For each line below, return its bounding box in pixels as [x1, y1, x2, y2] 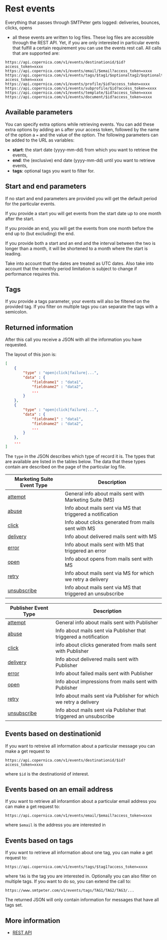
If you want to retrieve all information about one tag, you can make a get [5, 850, 153, 856]
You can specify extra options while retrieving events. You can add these [5, 121, 155, 127]
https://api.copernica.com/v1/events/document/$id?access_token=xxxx [5, 94, 153, 99]
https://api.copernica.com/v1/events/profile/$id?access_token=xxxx [5, 81, 150, 86]
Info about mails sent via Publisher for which [55, 692, 159, 699]
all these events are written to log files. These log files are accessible [12, 34, 154, 40]
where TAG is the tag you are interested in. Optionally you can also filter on [5, 873, 157, 879]
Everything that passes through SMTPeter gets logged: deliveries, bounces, [5, 19, 161, 25]
